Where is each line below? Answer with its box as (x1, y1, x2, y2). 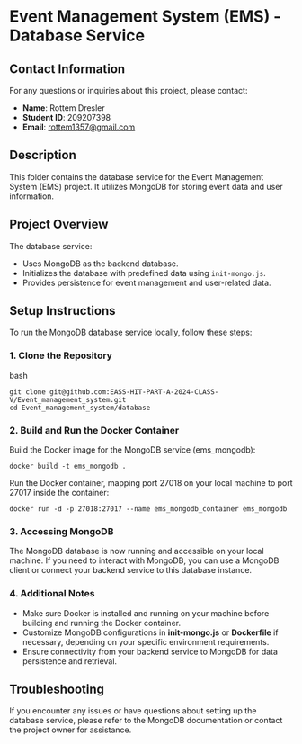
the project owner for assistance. (9, 724, 132, 735)
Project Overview (9, 217, 109, 232)
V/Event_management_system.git (9, 395, 127, 404)
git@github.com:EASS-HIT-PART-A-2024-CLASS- (49, 387, 219, 397)
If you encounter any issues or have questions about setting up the (9, 705, 257, 716)
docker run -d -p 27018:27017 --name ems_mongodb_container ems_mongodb (9, 505, 288, 514)
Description (9, 148, 76, 163)
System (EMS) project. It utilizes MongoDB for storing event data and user (9, 181, 283, 192)
